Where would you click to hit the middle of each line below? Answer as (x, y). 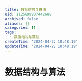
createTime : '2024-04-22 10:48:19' (41, 42)
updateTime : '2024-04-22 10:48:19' (41, 46)
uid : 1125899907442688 (28, 14)
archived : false (22, 19)
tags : (11, 32)
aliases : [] (17, 23)
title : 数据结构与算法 (26, 10)
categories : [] (21, 28)
